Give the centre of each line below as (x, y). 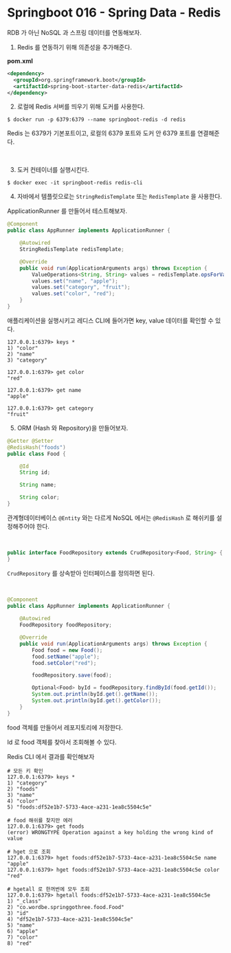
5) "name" (21, 925)
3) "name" (21, 795)
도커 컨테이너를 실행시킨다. (53, 170)
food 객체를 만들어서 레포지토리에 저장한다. (65, 727)
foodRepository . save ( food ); (72, 675)
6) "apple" (23, 931)
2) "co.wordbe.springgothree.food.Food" (66, 907)
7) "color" (23, 937)
